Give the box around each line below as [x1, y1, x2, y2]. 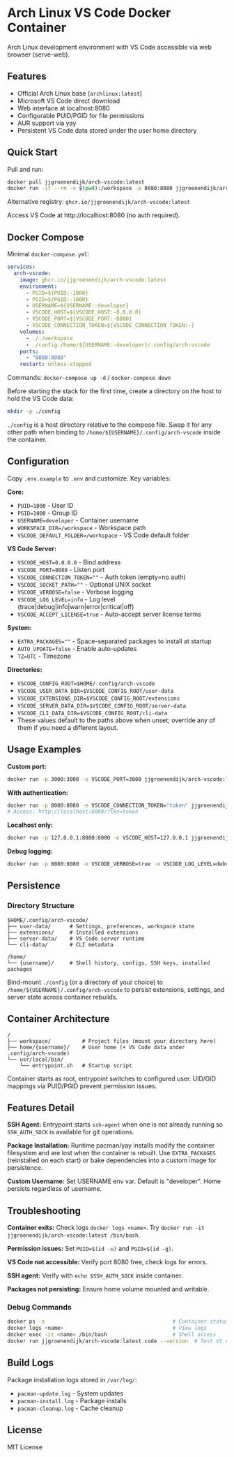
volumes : [19, 328, 45, 335]
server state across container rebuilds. [7, 993, 118, 1001]
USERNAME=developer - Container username [17, 515, 139, 525]
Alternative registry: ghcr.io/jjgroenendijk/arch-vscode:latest [7, 198, 190, 206]
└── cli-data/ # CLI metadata [7, 941, 114, 948]
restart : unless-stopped [19, 361, 92, 368]
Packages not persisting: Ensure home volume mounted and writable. [7, 1285, 210, 1294]
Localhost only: [7, 821, 54, 829]
